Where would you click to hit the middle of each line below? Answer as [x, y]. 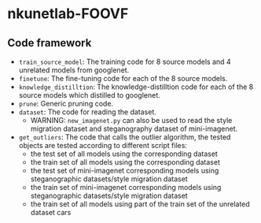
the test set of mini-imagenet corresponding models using [125, 171]
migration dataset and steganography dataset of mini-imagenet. [134, 128]
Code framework [50, 43]
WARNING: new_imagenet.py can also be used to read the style [131, 120]
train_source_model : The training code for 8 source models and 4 [125, 61]
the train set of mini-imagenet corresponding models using [126, 187]
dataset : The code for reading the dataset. [87, 112]
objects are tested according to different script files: [103, 145]
